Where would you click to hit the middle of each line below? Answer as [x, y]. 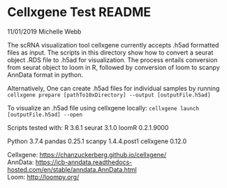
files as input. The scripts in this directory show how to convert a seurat [110, 52]
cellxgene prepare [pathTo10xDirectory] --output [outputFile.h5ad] [109, 95]
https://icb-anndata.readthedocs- [84, 162]
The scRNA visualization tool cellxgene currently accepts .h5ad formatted [113, 45]
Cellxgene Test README [79, 12]
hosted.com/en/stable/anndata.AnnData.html [72, 169]
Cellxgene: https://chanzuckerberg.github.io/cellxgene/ [87, 154]
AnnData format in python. [45, 75]
